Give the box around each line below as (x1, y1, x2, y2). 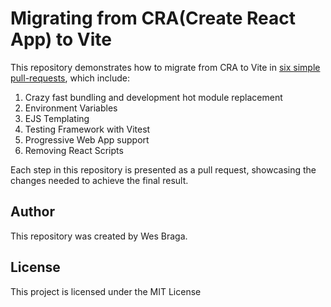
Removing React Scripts (24, 144, 124, 156)
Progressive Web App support (24, 133, 150, 146)
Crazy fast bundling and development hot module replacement (24, 91, 283, 103)
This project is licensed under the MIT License (10, 285, 202, 297)
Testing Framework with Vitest (24, 123, 151, 135)
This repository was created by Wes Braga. (10, 230, 188, 242)
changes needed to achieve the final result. (10, 174, 189, 186)
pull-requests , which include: (10, 72, 130, 84)
